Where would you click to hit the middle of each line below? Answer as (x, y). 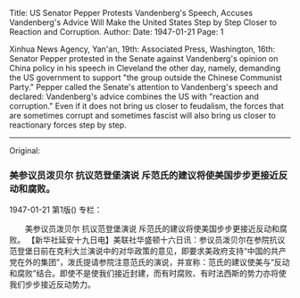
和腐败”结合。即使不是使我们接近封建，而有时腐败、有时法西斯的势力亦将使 (148, 273)
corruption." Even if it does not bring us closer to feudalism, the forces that (146, 106)
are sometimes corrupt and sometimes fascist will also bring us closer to (143, 116)
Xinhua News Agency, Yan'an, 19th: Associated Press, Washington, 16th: (142, 49)
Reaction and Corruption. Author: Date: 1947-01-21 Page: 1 (117, 32)
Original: (25, 150)
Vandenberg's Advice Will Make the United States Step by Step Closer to (143, 22)
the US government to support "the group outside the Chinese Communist (146, 78)
